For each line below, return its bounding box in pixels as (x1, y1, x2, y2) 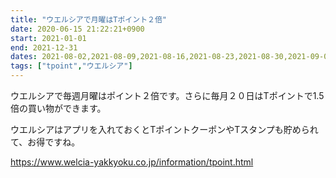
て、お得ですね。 (10, 136, 81, 148)
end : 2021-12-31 (10, 42, 78, 53)
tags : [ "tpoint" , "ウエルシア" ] (10, 61, 133, 71)
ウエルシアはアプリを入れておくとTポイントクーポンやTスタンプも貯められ (10, 124, 319, 135)
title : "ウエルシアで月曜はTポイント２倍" (10, 14, 167, 25)
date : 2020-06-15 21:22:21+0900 (10, 24, 145, 34)
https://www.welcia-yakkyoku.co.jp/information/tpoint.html (10, 156, 254, 168)
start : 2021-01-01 (10, 33, 87, 43)
